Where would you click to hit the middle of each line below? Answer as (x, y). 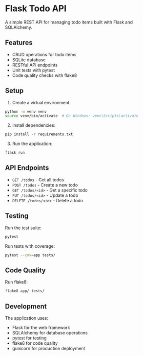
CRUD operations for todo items (44, 54)
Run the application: (32, 144)
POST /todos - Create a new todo (45, 185)
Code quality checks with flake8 (44, 75)
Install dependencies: (34, 125)
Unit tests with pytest (33, 70)
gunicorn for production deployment (49, 348)
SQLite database (29, 60)
